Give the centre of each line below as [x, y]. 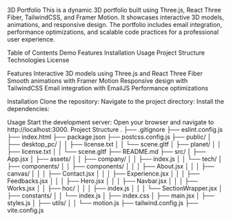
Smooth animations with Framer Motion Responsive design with [98, 81]
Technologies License [38, 60]
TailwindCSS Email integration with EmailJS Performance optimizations [108, 88]
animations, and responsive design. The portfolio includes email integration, [115, 25]
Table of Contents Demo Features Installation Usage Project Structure [106, 52]
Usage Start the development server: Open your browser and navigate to [111, 122]
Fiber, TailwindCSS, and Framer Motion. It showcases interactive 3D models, [115, 17]
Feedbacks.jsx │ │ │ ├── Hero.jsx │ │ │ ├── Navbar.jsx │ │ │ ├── [102, 181]
